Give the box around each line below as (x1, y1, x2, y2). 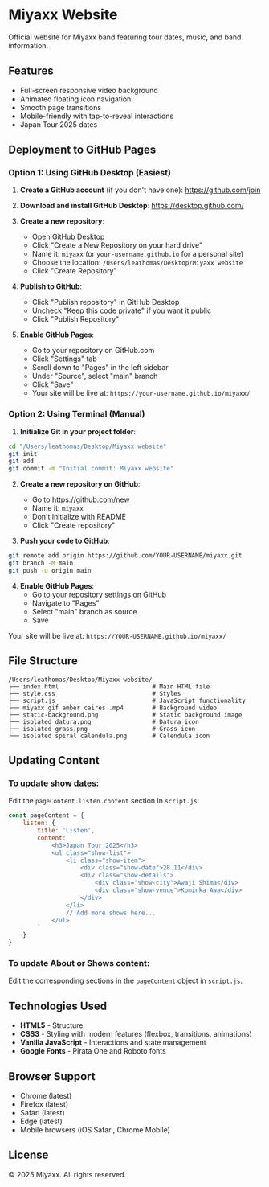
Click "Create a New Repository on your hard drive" (31, 240, 203, 250)
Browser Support (8, 1070, 96, 1083)
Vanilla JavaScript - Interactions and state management (19, 1037, 206, 1047)
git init (8, 450, 38, 458)
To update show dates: (8, 778, 100, 789)
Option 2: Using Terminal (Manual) (8, 409, 145, 420)
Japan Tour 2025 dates (19, 119, 98, 129)
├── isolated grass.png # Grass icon (8, 725, 196, 733)
